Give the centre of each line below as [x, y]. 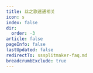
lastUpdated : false [30, 50]
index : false [22, 22]
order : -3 [23, 34]
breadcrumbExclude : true [36, 61]
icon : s [15, 17]
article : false [25, 39]
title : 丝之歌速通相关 [31, 11]
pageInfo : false [26, 45]
